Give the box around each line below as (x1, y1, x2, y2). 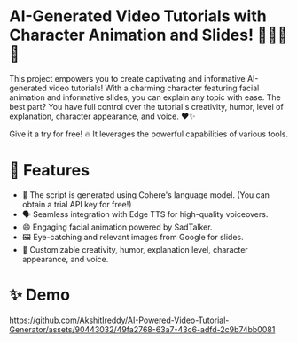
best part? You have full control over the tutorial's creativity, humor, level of (9, 101, 284, 112)
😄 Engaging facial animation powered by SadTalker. (21, 222, 213, 232)
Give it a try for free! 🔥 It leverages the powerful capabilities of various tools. (9, 129, 289, 139)
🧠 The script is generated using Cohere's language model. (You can (21, 189, 270, 200)
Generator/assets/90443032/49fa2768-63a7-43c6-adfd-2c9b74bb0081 (9, 324, 276, 334)
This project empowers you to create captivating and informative (9, 73, 246, 83)
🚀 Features (9, 160, 90, 181)
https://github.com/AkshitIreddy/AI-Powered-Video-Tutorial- (9, 315, 230, 325)
